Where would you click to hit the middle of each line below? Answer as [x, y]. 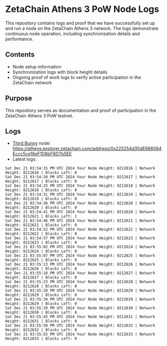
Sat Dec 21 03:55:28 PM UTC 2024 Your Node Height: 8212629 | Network [80, 291]
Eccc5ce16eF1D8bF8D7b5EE [42, 154]
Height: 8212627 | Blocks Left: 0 [41, 278]
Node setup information [37, 66]
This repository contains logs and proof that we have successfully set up [80, 23]
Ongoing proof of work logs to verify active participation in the [77, 77]
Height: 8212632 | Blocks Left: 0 [41, 330]
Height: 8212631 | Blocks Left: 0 [41, 321]
